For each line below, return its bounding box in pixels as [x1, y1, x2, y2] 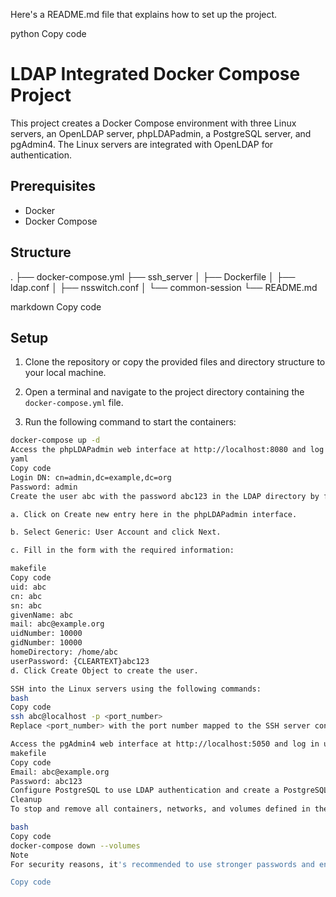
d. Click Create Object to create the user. [10, 665, 199, 676]
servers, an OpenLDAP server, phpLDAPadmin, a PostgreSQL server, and [10, 127, 312, 139]
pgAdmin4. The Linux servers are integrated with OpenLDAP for [10, 138, 274, 150]
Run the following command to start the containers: [24, 416, 237, 428]
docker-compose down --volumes [10, 840, 141, 851]
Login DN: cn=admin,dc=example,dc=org [10, 472, 172, 483]
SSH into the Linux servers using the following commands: [10, 684, 262, 694]
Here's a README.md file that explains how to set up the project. [10, 9, 278, 20]
